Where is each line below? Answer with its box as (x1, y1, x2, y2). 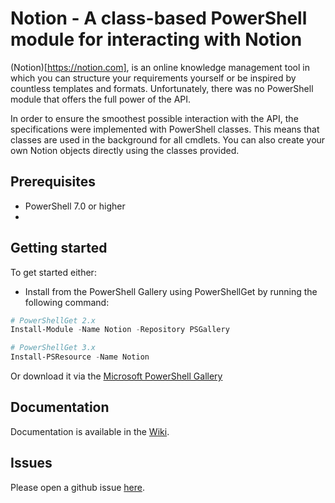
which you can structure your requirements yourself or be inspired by (10, 72, 297, 84)
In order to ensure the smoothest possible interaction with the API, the (10, 112, 299, 124)
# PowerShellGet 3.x (10, 343, 97, 353)
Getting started (10, 240, 108, 257)
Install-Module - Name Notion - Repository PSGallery (10, 325, 230, 335)
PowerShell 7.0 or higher (24, 200, 126, 212)
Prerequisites (10, 173, 96, 191)
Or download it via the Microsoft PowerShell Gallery (10, 370, 223, 382)
